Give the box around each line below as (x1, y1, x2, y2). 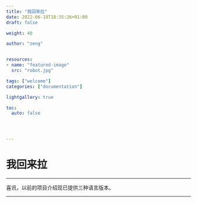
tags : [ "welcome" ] (6, 78, 51, 84)
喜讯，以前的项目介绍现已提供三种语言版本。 (6, 184, 114, 191)
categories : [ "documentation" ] (6, 84, 83, 89)
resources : (6, 56, 33, 62)
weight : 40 (6, 30, 33, 36)
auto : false (11, 110, 41, 117)
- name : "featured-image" (6, 62, 69, 68)
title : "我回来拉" (6, 8, 48, 15)
